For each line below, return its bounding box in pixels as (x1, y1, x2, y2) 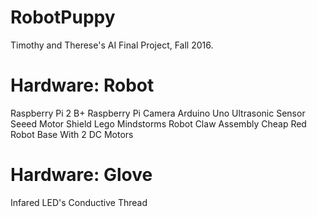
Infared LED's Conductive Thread (10, 196, 148, 208)
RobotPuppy (10, 6, 116, 29)
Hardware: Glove (10, 164, 153, 186)
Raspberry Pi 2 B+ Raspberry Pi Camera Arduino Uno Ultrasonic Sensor (10, 107, 306, 119)
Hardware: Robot (10, 74, 155, 97)
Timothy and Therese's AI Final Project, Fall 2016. (10, 39, 214, 51)
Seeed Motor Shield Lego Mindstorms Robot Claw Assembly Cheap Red (10, 117, 307, 130)
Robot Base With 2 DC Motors (10, 128, 134, 140)
